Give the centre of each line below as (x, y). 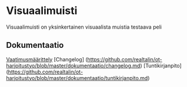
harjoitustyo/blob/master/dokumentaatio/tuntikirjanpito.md (77, 78)
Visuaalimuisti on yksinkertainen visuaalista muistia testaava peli (84, 27)
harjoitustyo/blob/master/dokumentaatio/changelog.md (73, 65)
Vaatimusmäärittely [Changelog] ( (47, 59)
